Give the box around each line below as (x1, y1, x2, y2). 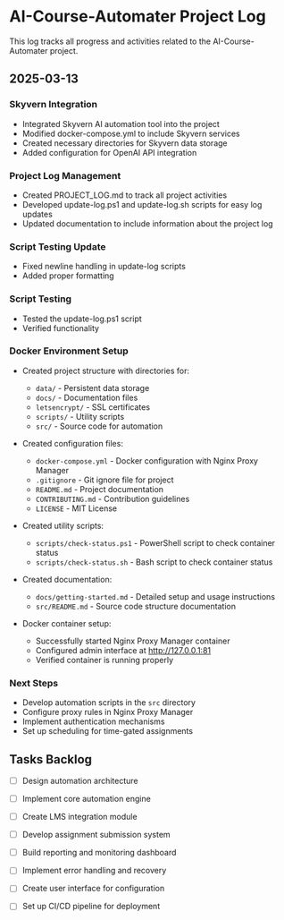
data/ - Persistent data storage (35, 382, 150, 393)
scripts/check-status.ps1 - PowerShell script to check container (35, 537, 275, 548)
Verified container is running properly (35, 654, 174, 665)
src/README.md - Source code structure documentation (35, 601, 237, 611)
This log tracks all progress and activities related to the (9, 36, 212, 47)
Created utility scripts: (21, 520, 104, 531)
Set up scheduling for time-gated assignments (21, 726, 194, 737)
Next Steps (9, 677, 59, 689)
